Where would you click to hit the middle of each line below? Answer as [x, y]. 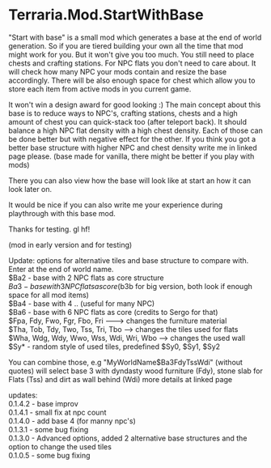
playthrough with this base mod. [62, 213]
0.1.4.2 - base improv [43, 403]
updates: [23, 395]
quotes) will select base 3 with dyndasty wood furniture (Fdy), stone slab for [135, 371]
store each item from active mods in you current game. [100, 89]
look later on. [30, 189]
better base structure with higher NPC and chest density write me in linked [133, 147]
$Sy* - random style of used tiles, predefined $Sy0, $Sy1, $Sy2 [114, 347]
